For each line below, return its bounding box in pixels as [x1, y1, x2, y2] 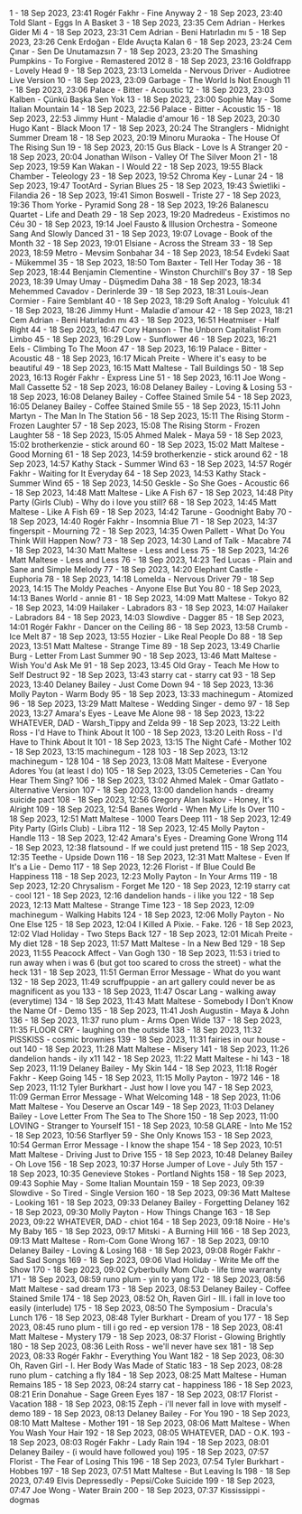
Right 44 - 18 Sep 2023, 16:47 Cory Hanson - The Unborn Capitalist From [9, 324, 282, 335]
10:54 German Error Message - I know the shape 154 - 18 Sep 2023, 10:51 [9, 1139, 282, 1150]
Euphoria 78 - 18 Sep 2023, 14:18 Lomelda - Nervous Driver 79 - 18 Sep [9, 573, 275, 584]
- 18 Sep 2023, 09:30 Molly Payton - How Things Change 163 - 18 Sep [9, 1207, 270, 1217]
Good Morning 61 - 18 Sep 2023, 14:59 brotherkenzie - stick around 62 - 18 [9, 449, 288, 460]
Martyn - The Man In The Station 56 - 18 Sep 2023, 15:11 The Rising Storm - [9, 411, 290, 421]
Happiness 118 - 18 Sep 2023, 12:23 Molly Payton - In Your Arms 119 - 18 [9, 871, 278, 881]
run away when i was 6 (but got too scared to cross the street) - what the [9, 957, 281, 968]
